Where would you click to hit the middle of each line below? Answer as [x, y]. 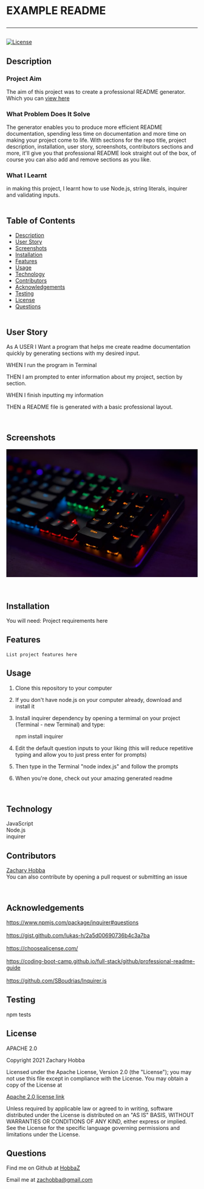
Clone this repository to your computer [63, 688]
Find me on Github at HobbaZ [43, 1168]
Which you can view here [38, 98]
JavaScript [20, 824]
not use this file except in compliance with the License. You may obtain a [97, 1078]
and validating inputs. [33, 195]
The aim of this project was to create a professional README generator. [96, 91]
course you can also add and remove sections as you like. [79, 160]
